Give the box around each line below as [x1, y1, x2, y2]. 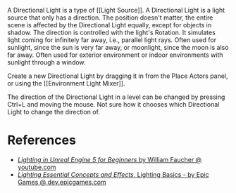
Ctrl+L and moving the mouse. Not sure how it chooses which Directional [7, 100, 220, 108]
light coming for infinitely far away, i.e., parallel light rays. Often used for [7, 36, 217, 44]
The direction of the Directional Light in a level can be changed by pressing [7, 93, 225, 101]
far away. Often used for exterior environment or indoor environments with [7, 51, 223, 59]
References [7, 133, 76, 148]
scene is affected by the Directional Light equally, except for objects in [7, 21, 212, 29]
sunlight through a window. [7, 58, 86, 66]
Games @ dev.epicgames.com [17, 178, 107, 186]
